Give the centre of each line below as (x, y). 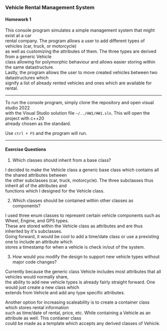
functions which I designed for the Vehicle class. (55, 191)
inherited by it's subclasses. (34, 231)
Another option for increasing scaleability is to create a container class (78, 302)
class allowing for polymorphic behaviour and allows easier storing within (80, 62)
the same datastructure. (30, 67)
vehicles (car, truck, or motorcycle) (41, 46)
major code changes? (35, 262)
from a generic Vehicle (28, 57)
